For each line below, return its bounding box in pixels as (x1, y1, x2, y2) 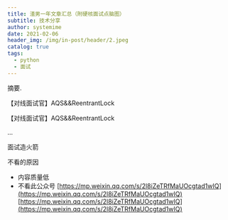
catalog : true (7, 43, 50, 50)
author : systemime (7, 23, 62, 31)
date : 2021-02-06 (7, 30, 59, 38)
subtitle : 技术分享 (7, 17, 61, 24)
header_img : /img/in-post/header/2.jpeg (7, 37, 129, 44)
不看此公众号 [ (17, 182, 60, 190)
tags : (7, 50, 23, 57)
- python (13, 57, 40, 64)
